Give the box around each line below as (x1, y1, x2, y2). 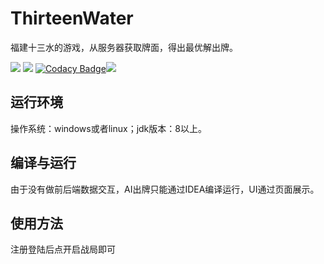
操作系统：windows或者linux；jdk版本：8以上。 (10, 122, 207, 134)
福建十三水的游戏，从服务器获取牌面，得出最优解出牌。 (10, 41, 238, 53)
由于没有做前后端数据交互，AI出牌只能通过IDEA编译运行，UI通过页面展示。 (10, 183, 320, 195)
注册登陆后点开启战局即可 (10, 243, 116, 256)
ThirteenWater (10, 7, 134, 30)
